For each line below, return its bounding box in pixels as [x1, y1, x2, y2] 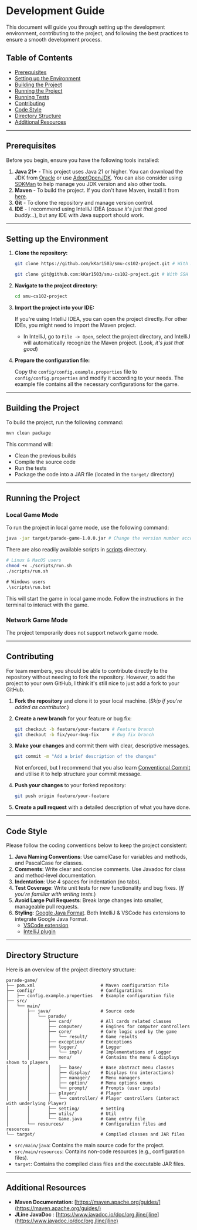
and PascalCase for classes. [14, 859, 83, 866]
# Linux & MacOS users [6, 557, 62, 564]
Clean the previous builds [14, 452, 77, 459]
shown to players [6, 1059, 49, 1065]
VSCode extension [23, 922, 69, 929]
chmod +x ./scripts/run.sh [6, 563, 72, 569]
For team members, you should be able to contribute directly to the [6, 667, 168, 674]
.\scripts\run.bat [6, 584, 51, 590]
